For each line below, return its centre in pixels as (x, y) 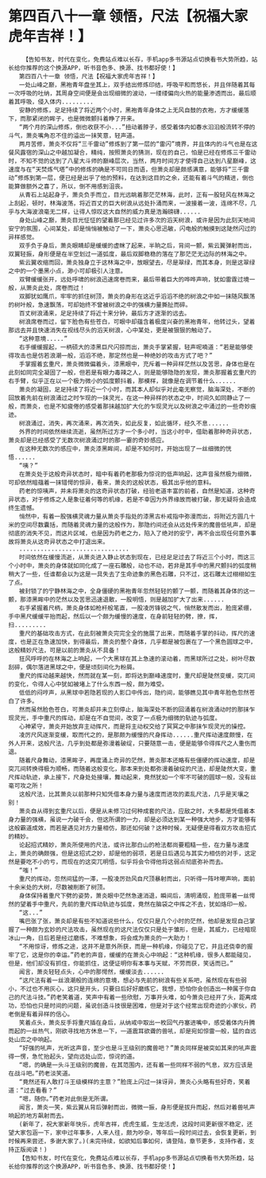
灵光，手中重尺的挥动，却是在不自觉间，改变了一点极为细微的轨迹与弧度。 (118, 718)
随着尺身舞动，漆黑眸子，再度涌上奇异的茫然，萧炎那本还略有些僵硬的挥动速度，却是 (137, 760)
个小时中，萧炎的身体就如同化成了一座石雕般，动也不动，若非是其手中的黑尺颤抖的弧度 (129, 566)
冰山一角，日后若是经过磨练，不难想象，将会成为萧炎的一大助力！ (100, 938)
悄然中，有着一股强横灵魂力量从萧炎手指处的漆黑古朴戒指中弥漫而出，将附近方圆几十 (137, 516)
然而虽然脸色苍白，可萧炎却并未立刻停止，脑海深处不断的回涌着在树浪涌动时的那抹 (134, 710)
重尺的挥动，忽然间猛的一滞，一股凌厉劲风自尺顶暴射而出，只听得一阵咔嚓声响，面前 (137, 879)
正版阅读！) (31, 1149)
